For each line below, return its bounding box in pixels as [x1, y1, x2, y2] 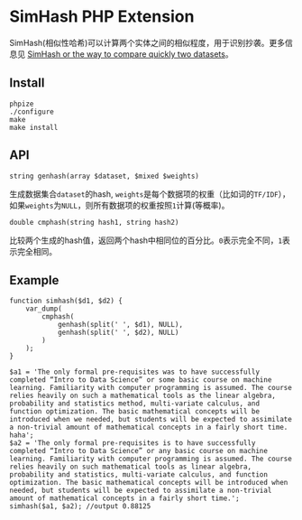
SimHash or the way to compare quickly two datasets [26, 48, 225, 60]
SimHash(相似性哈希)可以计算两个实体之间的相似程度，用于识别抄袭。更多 [9, 37, 286, 48]
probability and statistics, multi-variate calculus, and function [9, 470, 269, 479]
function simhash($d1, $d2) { [9, 296, 124, 306]
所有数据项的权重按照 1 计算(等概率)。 [93, 200, 230, 210]
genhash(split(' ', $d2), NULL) [57, 328, 179, 338]
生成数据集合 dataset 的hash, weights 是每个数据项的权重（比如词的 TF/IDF [9, 188, 279, 200]
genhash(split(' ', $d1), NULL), [57, 320, 183, 330]
